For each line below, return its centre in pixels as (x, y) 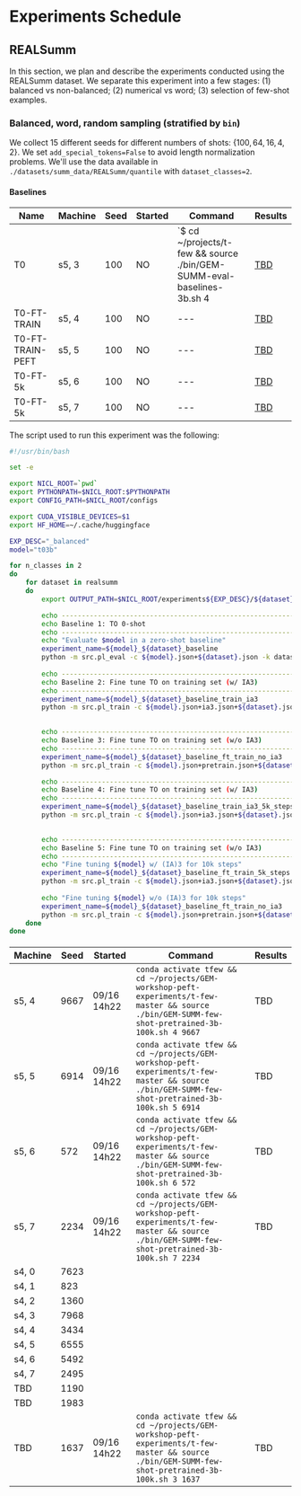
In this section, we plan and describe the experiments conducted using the (147, 71)
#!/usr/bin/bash (39, 451)
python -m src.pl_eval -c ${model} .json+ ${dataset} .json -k (156, 658)
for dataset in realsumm (72, 583)
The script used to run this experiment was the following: (114, 435)
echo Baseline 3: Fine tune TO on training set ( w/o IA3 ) (152, 740)
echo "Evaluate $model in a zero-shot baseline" (134, 641)
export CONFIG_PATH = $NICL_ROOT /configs (84, 500)
